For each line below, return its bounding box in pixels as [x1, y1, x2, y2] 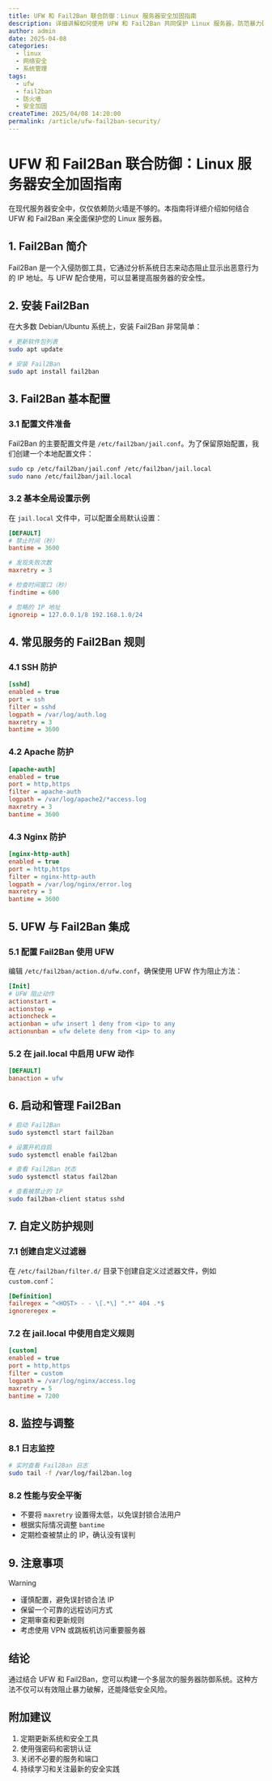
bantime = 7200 [8, 1392, 60, 1400]
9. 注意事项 [8, 1556, 64, 1569]
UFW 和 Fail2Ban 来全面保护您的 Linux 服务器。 [8, 213, 168, 223]
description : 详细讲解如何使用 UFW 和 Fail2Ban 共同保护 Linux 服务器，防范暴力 [8, 19, 262, 28]
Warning [8, 1578, 36, 1588]
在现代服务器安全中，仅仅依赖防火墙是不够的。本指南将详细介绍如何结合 [8, 203, 249, 213]
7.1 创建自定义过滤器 [8, 1246, 87, 1257]
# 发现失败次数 [8, 559, 53, 567]
